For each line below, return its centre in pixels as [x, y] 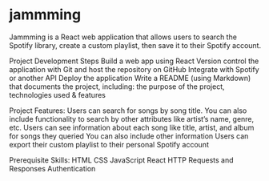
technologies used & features [58, 95]
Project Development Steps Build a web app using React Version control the [134, 61]
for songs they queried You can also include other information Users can [129, 136]
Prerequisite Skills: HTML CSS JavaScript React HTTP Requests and [122, 160]
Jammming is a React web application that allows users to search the [123, 37]
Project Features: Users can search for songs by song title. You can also [128, 111]
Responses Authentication [52, 168]
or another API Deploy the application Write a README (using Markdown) [130, 78]
